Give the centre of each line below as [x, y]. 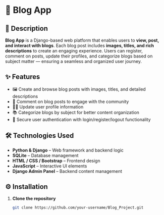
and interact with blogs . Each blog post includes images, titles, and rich [80, 46]
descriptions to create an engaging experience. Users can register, [74, 51]
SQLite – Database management [45, 155]
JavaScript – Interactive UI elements [50, 166]
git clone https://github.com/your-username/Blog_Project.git [78, 208]
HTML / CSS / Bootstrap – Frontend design [56, 161]
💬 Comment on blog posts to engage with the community [71, 102]
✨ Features [23, 77]
